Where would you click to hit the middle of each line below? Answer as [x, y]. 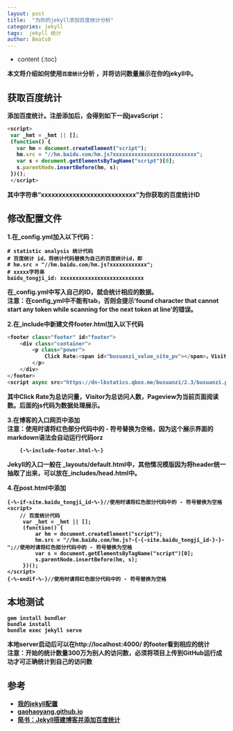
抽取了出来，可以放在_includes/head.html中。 [74, 473]
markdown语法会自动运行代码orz [55, 437]
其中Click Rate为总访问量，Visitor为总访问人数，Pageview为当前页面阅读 [113, 396]
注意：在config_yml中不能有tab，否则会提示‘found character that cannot [113, 300]
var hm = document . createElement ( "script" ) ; [82, 148]
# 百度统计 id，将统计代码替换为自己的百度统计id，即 [75, 258]
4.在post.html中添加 [37, 488]
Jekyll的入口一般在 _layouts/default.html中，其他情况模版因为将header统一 [116, 464]
